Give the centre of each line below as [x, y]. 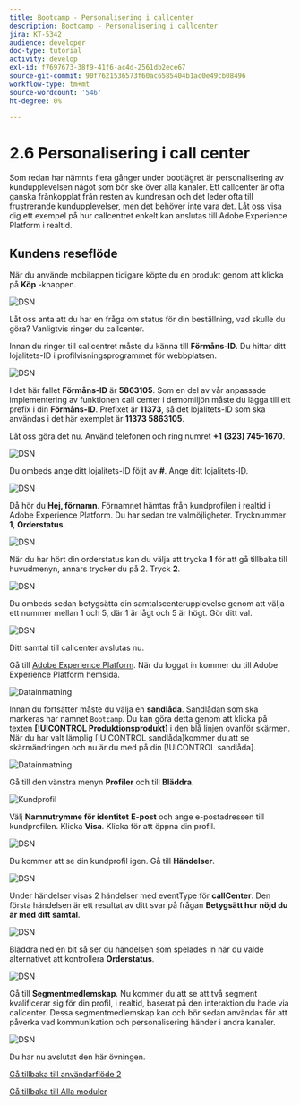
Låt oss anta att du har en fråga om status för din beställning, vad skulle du [147, 320]
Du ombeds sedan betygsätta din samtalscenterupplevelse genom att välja [147, 604]
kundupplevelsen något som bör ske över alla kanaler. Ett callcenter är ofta [147, 187]
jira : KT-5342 [36, 34]
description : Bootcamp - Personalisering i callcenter [114, 26]
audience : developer [48, 43]
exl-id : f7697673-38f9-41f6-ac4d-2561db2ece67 [98, 68]
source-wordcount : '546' [56, 92]
